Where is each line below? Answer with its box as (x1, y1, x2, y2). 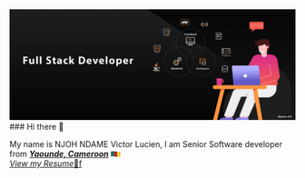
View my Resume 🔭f (9, 158, 83, 169)
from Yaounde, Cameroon (9, 149, 109, 160)
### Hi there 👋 (9, 122, 64, 133)
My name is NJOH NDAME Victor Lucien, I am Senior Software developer (9, 139, 283, 150)
